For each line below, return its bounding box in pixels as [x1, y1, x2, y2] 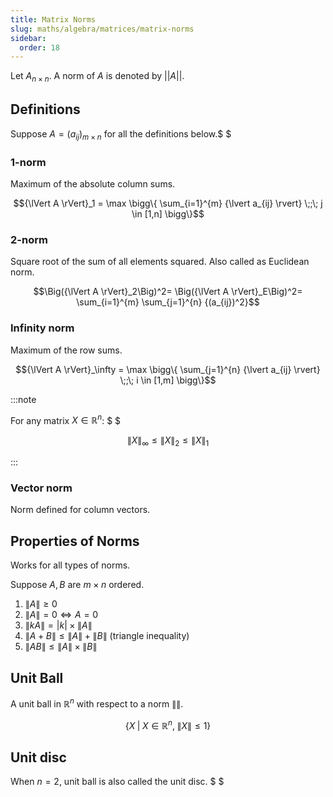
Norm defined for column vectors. [10, 504, 151, 516]
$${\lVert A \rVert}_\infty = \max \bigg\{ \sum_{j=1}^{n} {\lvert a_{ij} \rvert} [15, 363, 321, 375]
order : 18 [19, 42, 60, 53]
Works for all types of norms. [10, 559, 131, 571]
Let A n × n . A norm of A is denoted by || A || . [10, 70, 185, 85]
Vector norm [10, 481, 73, 495]
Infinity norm [10, 321, 75, 335]
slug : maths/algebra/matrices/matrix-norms [10, 24, 195, 34]
